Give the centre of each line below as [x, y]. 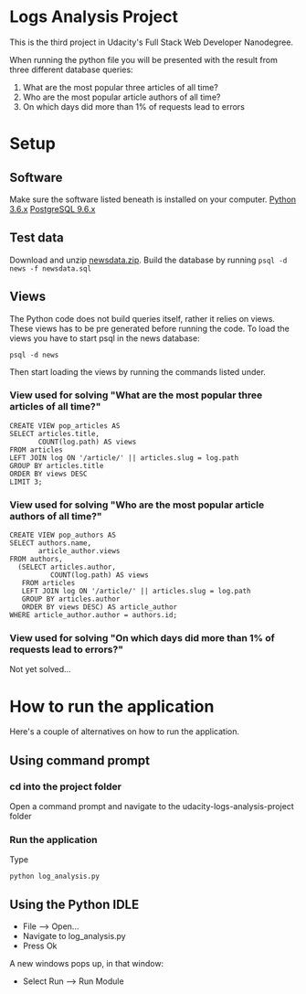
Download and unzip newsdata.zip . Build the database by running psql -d [148, 260]
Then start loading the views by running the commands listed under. [138, 371]
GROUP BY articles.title [57, 465]
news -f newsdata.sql [51, 268]
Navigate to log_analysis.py [74, 936]
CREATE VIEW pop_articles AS [65, 426]
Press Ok [40, 946]
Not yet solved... [40, 669]
